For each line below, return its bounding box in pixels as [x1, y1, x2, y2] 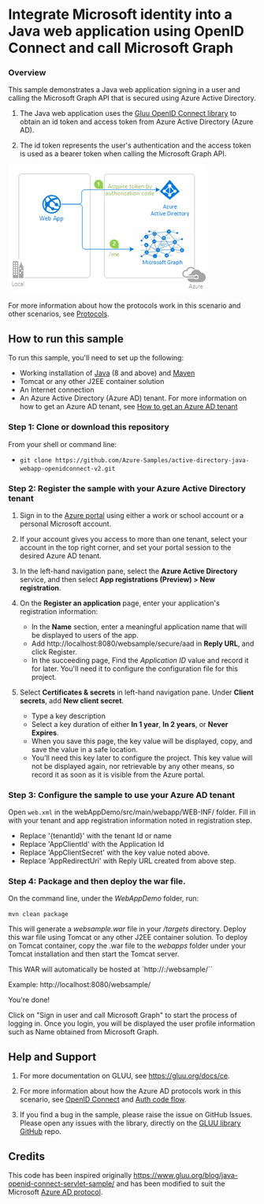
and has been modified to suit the [116, 1179, 225, 1188]
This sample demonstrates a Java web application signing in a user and [8, 85, 240, 95]
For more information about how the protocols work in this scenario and [8, 301, 241, 311]
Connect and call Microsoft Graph [8, 39, 234, 57]
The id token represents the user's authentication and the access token [19, 140, 251, 151]
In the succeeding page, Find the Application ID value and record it [31, 655, 249, 665]
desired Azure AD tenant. [19, 550, 102, 561]
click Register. [31, 647, 77, 656]
